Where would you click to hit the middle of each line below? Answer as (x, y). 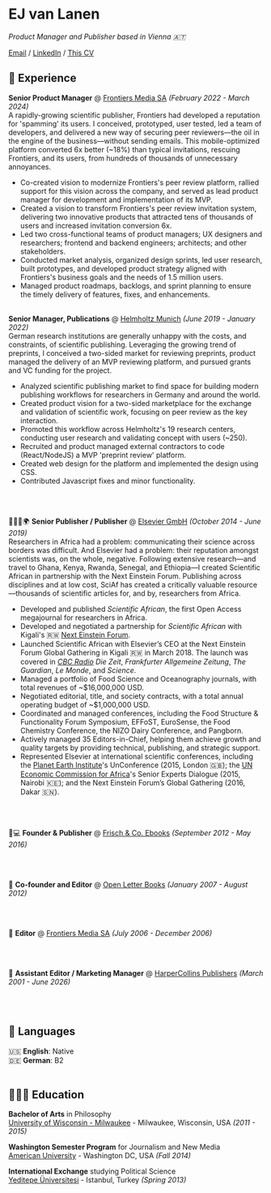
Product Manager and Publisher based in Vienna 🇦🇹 (97, 36)
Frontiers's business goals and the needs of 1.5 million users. (122, 277)
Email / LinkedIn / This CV (51, 53)
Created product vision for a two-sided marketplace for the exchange (136, 403)
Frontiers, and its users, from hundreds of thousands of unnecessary (123, 158)
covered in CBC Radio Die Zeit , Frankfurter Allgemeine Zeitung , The (133, 661)
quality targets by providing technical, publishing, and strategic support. (140, 747)
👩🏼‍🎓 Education (47, 1095)
